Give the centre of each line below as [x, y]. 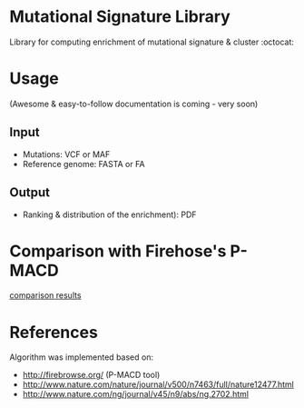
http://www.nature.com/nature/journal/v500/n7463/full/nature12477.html [158, 384]
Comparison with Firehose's [118, 251]
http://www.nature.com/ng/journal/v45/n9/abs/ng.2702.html [136, 394]
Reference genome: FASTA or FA [83, 164]
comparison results [45, 295]
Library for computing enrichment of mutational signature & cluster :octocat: [152, 42]
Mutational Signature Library [120, 17]
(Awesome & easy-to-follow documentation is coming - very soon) [134, 104]
